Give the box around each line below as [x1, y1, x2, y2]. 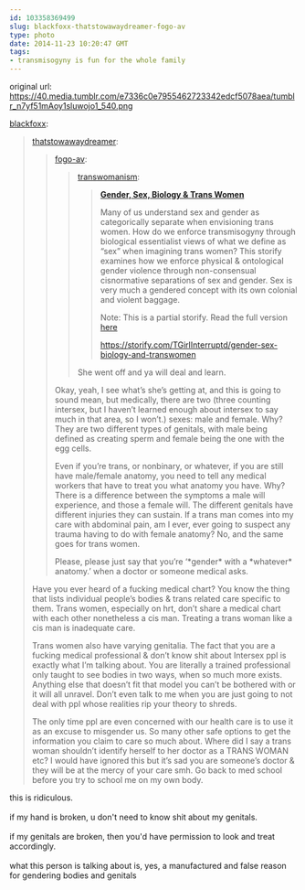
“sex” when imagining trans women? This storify [100, 246, 282, 256]
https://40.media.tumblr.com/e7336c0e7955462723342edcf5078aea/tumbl [9, 91, 295, 102]
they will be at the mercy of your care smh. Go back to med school [31, 765, 283, 776]
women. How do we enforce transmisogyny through [100, 226, 296, 237]
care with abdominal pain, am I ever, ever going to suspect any [54, 519, 290, 530]
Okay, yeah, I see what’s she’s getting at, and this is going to [54, 385, 281, 395]
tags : [9, 48, 30, 57]
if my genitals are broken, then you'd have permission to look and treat [9, 831, 276, 842]
